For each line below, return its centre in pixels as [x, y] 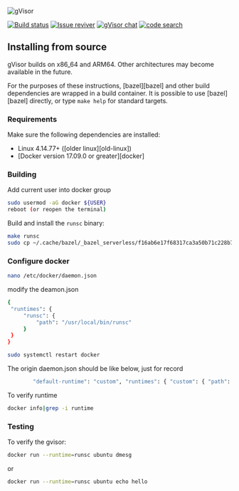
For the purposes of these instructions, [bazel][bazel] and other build [108, 85]
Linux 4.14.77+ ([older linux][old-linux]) [74, 149]
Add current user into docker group [59, 190]
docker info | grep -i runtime [51, 408]
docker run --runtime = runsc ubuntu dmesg [70, 455]
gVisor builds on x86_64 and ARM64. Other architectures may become [111, 64]
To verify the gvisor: [37, 442]
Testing [21, 426]
